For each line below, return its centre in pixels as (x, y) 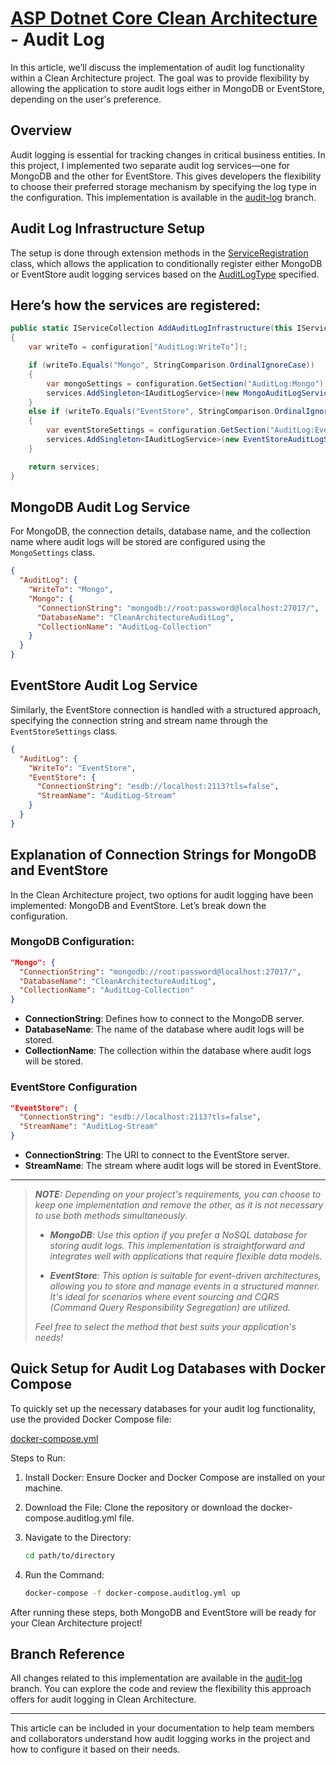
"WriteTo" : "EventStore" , (82, 768)
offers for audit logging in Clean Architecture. (103, 1699)
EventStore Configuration (74, 1087)
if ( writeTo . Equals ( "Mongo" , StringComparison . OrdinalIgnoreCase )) (171, 365)
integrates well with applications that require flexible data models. (186, 1256)
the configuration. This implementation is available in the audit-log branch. (163, 197)
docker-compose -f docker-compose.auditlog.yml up (132, 1593)
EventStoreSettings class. (64, 731)
